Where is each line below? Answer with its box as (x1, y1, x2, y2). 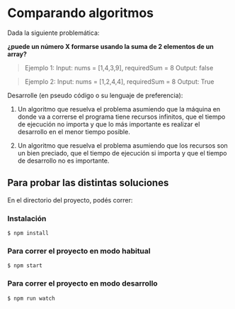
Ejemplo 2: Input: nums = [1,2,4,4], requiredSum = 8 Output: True (24, 77, 214, 86)
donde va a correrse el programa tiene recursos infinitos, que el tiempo (17, 112, 226, 121)
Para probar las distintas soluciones (7, 177, 169, 189)
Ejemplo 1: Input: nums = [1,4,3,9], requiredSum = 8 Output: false (24, 63, 214, 72)
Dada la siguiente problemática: (7, 28, 100, 37)
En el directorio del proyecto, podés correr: (7, 195, 133, 204)
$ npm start (7, 262, 42, 269)
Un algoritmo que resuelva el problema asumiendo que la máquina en (17, 104, 221, 113)
